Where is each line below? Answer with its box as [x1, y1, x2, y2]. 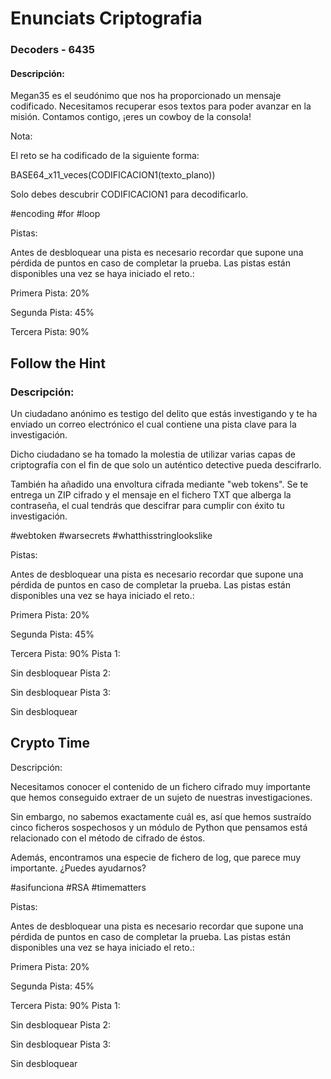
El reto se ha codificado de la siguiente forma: [10, 150, 200, 162]
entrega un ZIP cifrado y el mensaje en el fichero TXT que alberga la [10, 489, 292, 501]
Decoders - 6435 [10, 43, 95, 57]
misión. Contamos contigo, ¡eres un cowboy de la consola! [10, 111, 252, 123]
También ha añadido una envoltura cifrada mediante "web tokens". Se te [10, 478, 309, 490]
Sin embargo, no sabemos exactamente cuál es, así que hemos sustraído [10, 810, 312, 822]
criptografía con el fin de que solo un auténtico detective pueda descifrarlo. [10, 459, 322, 471]
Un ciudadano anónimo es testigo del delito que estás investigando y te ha [10, 408, 318, 419]
